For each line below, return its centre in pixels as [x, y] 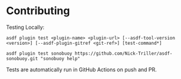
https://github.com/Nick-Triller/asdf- [124, 53]
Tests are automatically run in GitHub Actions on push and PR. [82, 70]
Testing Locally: [25, 27]
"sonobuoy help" [60, 58]
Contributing [38, 11]
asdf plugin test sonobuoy [39, 53]
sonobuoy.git [22, 58]
